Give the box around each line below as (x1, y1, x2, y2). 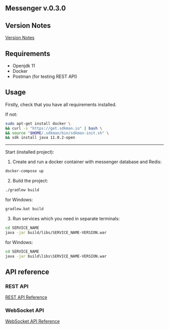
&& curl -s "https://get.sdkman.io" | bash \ (5, 126, 102, 131)
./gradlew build (5, 187, 39, 193)
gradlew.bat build (5, 207, 44, 212)
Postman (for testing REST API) (12, 73, 77, 80)
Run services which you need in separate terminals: (12, 215, 120, 221)
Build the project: (12, 178, 48, 184)
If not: (5, 111, 18, 117)
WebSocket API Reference (5, 318, 60, 324)
